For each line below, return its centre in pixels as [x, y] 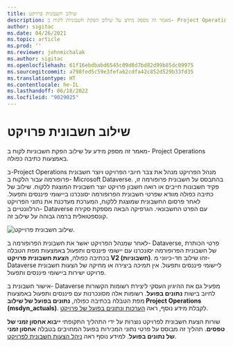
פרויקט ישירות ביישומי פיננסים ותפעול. [57, 272]
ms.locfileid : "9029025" [43, 98]
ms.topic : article [34, 40]
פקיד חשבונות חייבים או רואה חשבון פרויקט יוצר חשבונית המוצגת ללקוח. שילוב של [113, 186]
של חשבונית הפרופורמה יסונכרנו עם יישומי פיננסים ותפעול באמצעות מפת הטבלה [112, 250]
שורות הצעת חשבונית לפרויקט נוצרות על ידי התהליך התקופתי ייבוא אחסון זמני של [114, 321]
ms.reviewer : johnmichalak [46, 53]
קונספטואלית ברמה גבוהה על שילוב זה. [58, 216]
